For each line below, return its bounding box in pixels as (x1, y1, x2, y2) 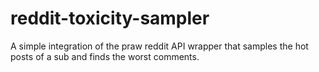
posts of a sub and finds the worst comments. (10, 50, 200, 62)
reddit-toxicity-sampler (10, 7, 210, 30)
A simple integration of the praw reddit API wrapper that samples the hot (10, 40, 309, 52)
